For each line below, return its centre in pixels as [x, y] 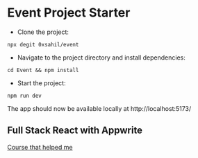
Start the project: [41, 83]
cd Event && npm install [43, 70]
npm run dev [24, 96]
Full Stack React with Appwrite [75, 131]
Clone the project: [43, 32]
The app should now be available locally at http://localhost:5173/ [99, 108]
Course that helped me [40, 147]
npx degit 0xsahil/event [43, 44]
